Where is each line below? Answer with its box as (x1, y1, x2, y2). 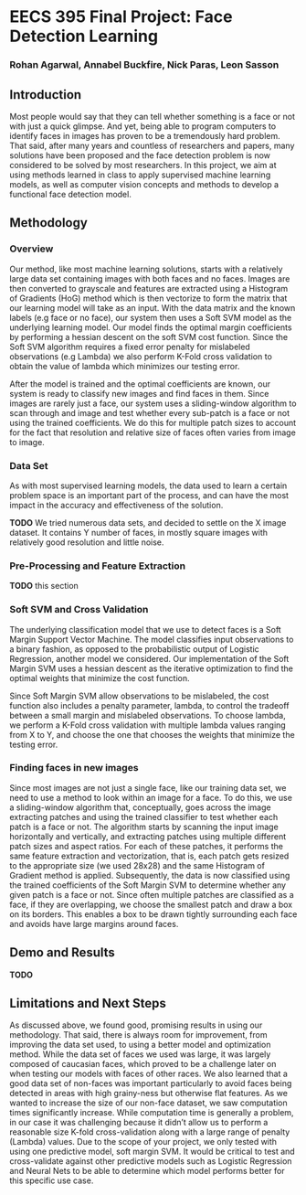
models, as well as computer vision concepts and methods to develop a (9, 178, 280, 189)
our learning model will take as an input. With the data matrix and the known (9, 302, 296, 313)
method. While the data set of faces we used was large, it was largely (9, 1049, 271, 1060)
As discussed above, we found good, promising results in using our (9, 1019, 263, 1030)
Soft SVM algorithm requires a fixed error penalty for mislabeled (9, 341, 251, 352)
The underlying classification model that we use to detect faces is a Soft (9, 624, 281, 635)
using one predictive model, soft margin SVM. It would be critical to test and (9, 1146, 295, 1158)
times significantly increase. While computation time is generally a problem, (9, 1107, 294, 1118)
